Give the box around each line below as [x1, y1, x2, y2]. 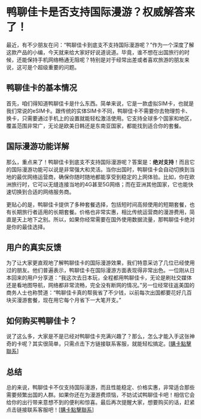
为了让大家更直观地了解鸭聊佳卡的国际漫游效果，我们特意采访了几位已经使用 [6, 259, 195, 266]
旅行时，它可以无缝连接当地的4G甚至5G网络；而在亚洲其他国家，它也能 [11, 180, 188, 188]
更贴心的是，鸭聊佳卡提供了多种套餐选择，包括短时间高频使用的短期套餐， [6, 201, 190, 208]
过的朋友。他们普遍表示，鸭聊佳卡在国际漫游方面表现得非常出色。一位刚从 [6, 267, 190, 274]
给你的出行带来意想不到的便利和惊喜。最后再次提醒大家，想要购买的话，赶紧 [6, 399, 195, 406]
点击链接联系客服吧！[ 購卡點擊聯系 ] [6, 406, 95, 413]
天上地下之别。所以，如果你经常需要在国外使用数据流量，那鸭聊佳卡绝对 [16, 215, 195, 223]
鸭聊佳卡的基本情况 [6, 83, 77, 93]
